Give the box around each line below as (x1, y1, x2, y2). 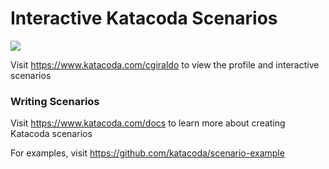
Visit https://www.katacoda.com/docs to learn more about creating (10, 117, 286, 129)
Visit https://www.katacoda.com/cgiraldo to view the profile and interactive (10, 58, 320, 71)
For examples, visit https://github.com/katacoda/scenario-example (10, 147, 285, 159)
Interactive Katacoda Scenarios (10, 7, 278, 30)
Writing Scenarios (10, 94, 100, 108)
